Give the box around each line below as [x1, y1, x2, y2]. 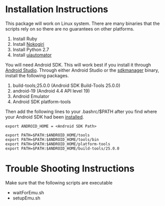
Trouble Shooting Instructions [5, 163, 135, 174]
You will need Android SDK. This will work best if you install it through [5, 62, 151, 68]
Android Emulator [12, 93, 49, 99]
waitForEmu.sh [12, 189, 44, 195]
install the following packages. [5, 72, 69, 78]
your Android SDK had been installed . [5, 113, 84, 120]
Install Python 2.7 [12, 46, 49, 52]
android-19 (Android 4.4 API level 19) [12, 87, 90, 94]
